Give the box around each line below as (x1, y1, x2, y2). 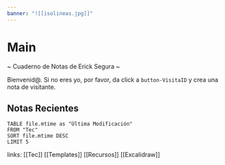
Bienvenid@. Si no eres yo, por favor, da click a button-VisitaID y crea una (7, 75, 219, 84)
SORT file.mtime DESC (7, 133, 69, 140)
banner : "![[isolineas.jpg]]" (7, 10, 94, 17)
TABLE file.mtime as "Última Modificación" (7, 120, 133, 127)
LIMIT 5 (7, 138, 29, 146)
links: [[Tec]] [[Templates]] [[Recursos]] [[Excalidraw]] (7, 151, 161, 159)
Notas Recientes (7, 102, 79, 114)
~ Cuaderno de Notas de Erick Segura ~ (7, 62, 120, 71)
